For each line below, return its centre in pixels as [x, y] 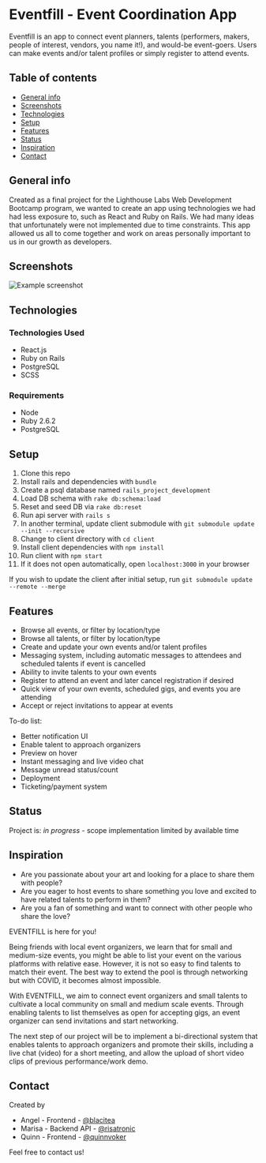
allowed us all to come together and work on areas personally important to [130, 233]
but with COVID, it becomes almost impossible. [85, 980]
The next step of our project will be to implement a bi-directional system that [133, 1036]
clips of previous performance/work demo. [79, 1061]
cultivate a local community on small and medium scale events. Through [126, 1004]
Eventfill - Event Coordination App [123, 15]
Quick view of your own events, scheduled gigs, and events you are [131, 688]
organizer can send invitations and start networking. [94, 1021]
